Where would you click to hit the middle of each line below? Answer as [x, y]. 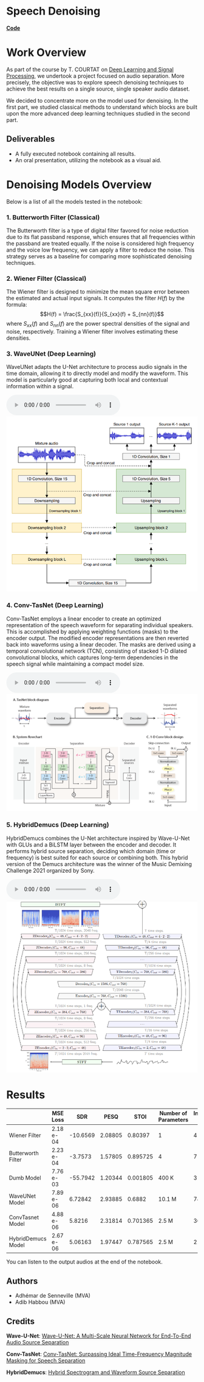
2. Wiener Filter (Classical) [46, 278]
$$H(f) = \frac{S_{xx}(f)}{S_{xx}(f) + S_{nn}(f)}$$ [102, 314]
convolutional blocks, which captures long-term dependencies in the [92, 657]
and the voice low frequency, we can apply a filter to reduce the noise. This [100, 250]
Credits [21, 1321]
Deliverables [31, 139]
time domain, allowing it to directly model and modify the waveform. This [97, 373]
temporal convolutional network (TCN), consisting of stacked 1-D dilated [97, 651]
